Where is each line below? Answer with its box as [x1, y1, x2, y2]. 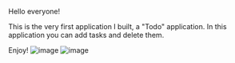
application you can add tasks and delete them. [8, 31, 165, 39]
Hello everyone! [8, 7, 61, 16]
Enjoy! [8, 46, 30, 54]
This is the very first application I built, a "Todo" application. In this [8, 22, 227, 31]
